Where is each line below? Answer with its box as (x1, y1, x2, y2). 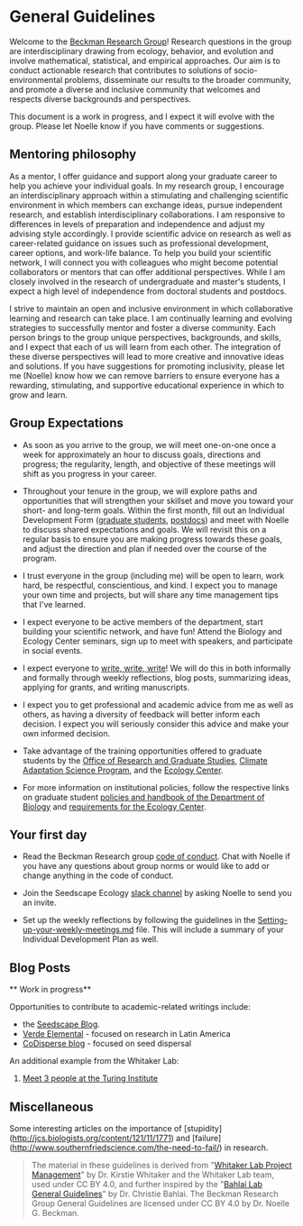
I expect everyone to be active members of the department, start (22, 616, 263, 627)
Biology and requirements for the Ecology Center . (22, 801, 207, 812)
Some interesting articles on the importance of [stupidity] (9, 1123, 223, 1133)
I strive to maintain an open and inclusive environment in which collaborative (9, 303, 293, 314)
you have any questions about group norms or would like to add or (22, 861, 270, 872)
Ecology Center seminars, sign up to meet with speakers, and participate (22, 636, 293, 646)
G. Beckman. (31, 1208, 79, 1218)
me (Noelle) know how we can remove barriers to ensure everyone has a (9, 370, 280, 380)
